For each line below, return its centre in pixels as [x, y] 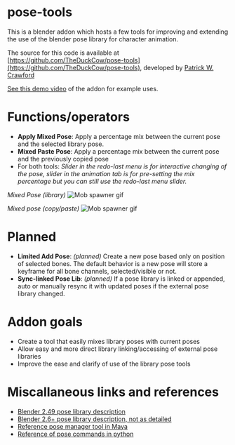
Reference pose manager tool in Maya [73, 426]
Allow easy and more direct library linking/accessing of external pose [117, 349]
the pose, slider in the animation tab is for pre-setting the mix [106, 173]
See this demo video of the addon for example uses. [83, 88]
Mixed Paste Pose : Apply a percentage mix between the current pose [118, 151]
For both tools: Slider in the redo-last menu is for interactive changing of [122, 166]
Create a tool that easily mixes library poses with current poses [108, 341]
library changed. [41, 293]
